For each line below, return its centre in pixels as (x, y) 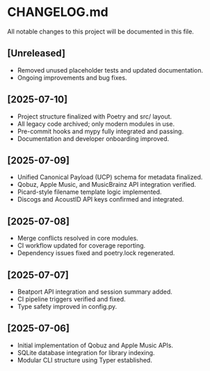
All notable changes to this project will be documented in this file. (101, 31)
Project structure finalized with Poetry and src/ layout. (95, 116)
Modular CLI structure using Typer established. (85, 360)
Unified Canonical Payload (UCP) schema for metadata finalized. (110, 177)
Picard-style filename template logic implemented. (89, 192)
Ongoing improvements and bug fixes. (72, 77)
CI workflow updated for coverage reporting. (81, 245)
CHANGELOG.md (58, 12)
